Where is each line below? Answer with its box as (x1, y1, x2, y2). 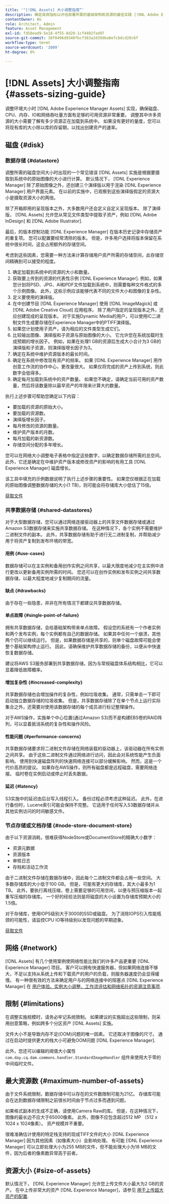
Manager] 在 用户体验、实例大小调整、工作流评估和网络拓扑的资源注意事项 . (5, 983, 161, 989)
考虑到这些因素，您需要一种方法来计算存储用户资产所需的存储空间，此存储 (5, 252, 159, 258)
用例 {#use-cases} (5, 551, 45, 557)
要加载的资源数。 (12, 410, 48, 416)
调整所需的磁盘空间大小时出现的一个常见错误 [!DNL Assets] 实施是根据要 (5, 169, 156, 175)
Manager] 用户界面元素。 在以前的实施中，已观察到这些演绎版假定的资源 (5, 189, 156, 195)
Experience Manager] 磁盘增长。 (5, 465, 73, 471)
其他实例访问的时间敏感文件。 (5, 808, 67, 814)
